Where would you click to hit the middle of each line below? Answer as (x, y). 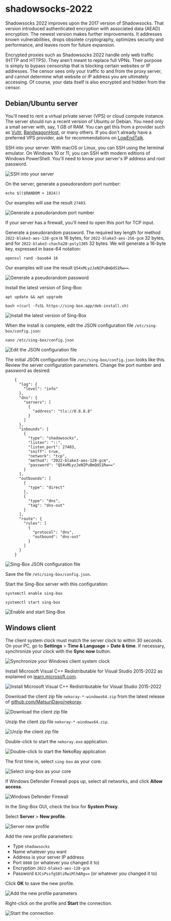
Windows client (31, 628)
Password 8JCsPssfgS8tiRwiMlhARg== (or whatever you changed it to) (85, 873)
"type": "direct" (46, 487)
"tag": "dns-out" (46, 505)
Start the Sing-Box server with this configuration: (57, 584)
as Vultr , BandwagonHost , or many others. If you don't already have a (78, 132)
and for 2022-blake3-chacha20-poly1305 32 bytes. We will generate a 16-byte (86, 243)
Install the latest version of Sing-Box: (44, 287)
